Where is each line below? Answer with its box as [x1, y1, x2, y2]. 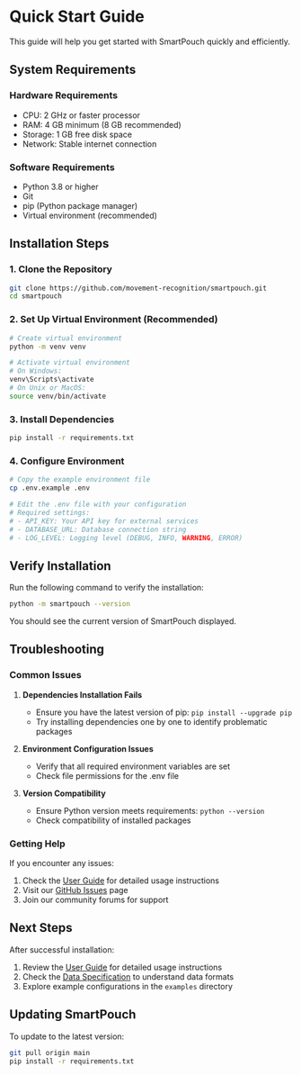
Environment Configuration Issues [22, 743, 155, 754]
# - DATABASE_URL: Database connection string [9, 525, 187, 534]
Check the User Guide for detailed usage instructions [22, 875, 220, 886]
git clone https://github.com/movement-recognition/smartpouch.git [9, 284, 268, 293]
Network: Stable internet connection [22, 138, 157, 149]
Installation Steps [9, 236, 110, 251]
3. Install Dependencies [9, 412, 115, 425]
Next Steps [9, 920, 73, 935]
